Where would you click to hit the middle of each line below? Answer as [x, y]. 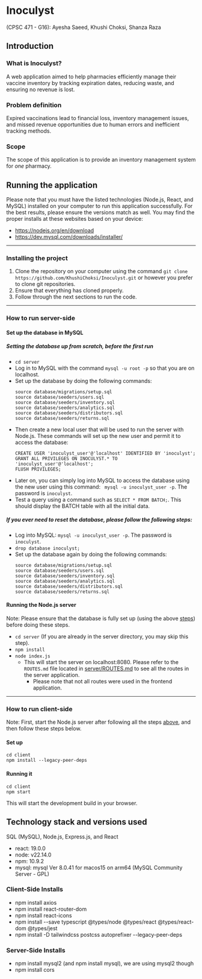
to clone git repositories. [45, 284]
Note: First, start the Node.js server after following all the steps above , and [99, 722]
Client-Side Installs [35, 889]
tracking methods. [29, 131]
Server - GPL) [32, 874]
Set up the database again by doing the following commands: [91, 554]
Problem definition [34, 105]
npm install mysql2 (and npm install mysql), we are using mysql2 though [104, 963]
